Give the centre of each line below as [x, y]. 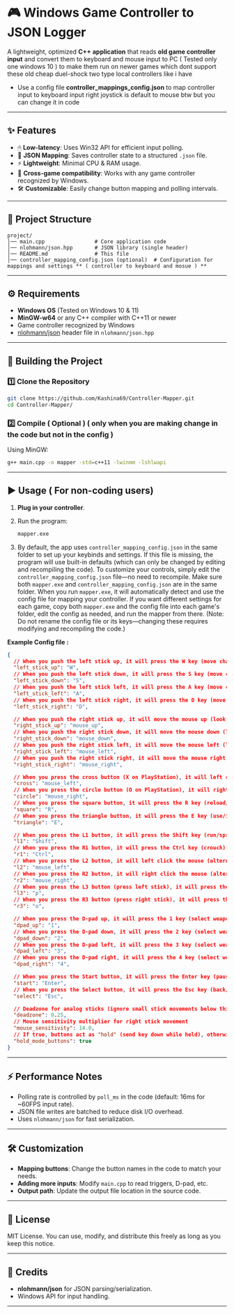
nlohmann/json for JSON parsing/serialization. [85, 1288]
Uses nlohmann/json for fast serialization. [76, 1119]
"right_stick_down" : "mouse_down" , [65, 739]
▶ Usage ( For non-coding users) [80, 491]
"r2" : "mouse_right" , [45, 880]
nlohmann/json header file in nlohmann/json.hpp [86, 333]
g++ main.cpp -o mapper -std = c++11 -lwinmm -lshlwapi [87, 463]
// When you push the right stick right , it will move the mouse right [120, 758]
